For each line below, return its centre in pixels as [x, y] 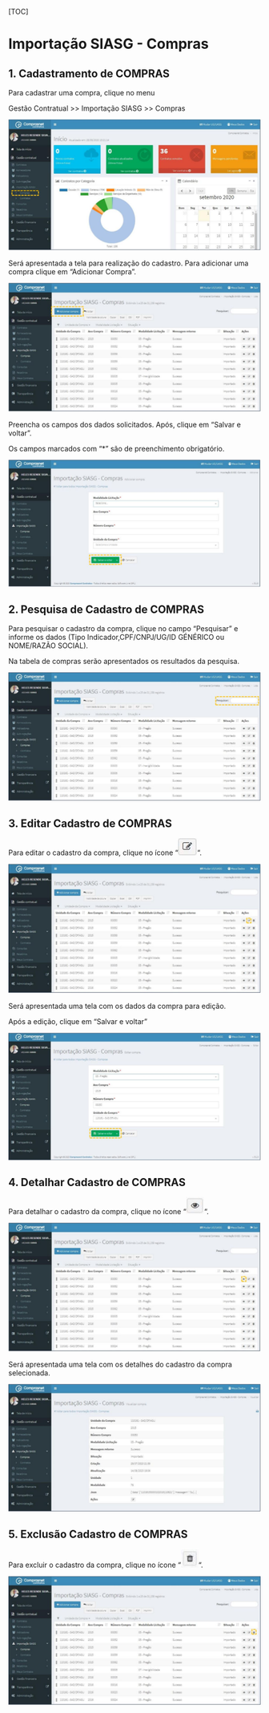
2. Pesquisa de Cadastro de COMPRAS [106, 609]
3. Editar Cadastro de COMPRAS [90, 823]
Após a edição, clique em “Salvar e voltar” [78, 1022]
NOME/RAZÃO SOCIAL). [48, 646]
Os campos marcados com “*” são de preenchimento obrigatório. [116, 449]
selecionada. [29, 1373]
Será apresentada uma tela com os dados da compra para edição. [117, 1006]
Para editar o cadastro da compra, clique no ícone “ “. [105, 852]
